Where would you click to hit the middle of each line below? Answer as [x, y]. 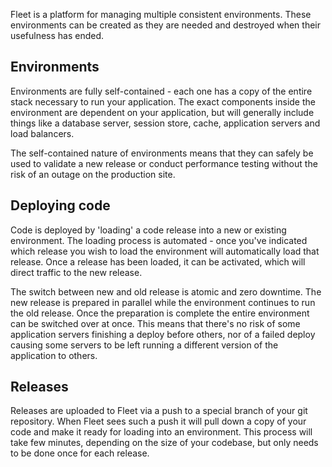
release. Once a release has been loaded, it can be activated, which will [158, 261]
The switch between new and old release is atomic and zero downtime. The [166, 291]
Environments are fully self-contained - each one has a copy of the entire [161, 91]
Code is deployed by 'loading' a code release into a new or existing [148, 230]
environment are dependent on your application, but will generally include [162, 112]
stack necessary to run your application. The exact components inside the [163, 101]
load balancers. [42, 133]
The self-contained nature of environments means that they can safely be [162, 153]
